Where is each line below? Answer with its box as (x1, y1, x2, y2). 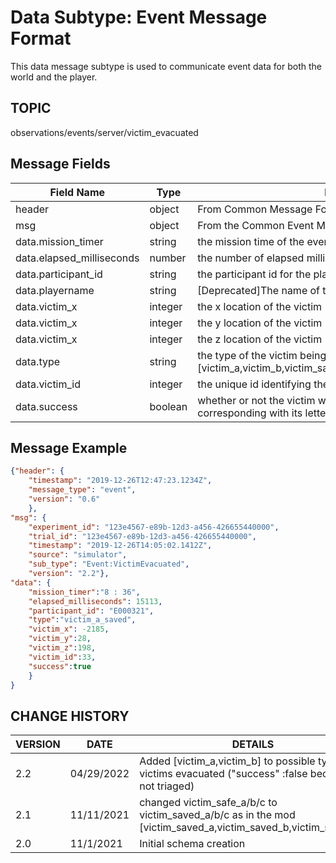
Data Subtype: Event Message (10, 6, 268, 29)
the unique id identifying (197, 377, 312, 391)
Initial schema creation (139, 837, 246, 851)
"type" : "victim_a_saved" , (28, 615, 137, 625)
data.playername (15, 283, 95, 297)
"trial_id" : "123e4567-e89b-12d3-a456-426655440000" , (28, 531, 257, 541)
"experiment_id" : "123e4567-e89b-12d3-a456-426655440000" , (28, 522, 280, 532)
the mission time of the (197, 234, 305, 248)
